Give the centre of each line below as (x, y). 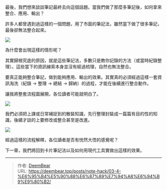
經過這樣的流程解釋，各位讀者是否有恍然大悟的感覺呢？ (62, 140)
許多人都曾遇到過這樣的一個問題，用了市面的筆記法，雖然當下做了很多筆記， (83, 24)
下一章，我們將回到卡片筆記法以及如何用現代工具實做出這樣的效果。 (75, 150)
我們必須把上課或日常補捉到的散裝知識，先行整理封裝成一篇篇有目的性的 (79, 114)
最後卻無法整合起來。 (27, 30)
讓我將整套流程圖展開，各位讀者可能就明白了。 (53, 94)
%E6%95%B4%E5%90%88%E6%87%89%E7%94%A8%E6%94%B (88, 177)
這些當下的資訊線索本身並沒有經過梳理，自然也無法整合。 (75, 67)
